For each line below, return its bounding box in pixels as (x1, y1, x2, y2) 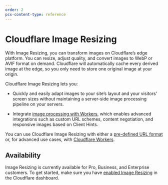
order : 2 (5, 7, 23, 12)
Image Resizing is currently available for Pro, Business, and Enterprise (5, 164, 149, 170)
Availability (5, 151, 41, 159)
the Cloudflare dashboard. (5, 175, 59, 181)
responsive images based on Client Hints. (12, 121, 98, 127)
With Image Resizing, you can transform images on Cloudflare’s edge (5, 50, 147, 56)
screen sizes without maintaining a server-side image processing (12, 96, 147, 102)
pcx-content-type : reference (5, 12, 66, 17)
